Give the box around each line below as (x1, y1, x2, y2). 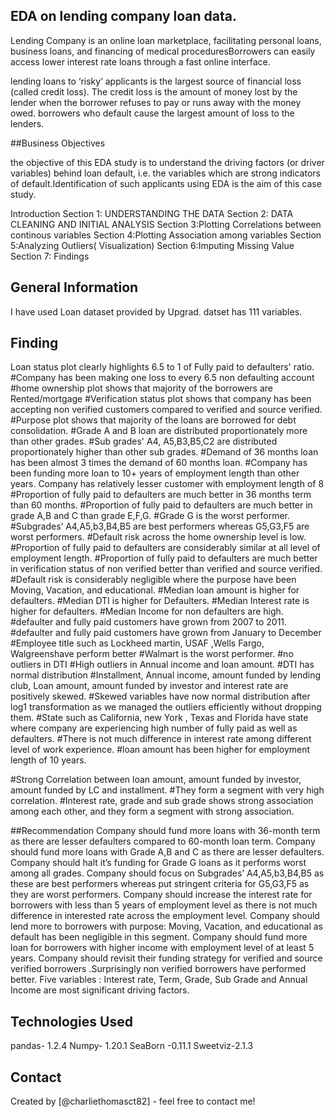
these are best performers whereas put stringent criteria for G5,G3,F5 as (10, 878, 310, 890)
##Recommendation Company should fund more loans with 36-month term (10, 825, 321, 837)
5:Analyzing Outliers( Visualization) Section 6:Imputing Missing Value (10, 239, 295, 251)
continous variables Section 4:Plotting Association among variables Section (10, 229, 322, 241)
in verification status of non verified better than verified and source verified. (10, 563, 323, 575)
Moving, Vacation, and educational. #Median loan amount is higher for (10, 584, 300, 596)
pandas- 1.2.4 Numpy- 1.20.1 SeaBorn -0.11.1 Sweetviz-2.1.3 (10, 1040, 254, 1052)
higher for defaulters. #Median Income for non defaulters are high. (10, 605, 284, 618)
